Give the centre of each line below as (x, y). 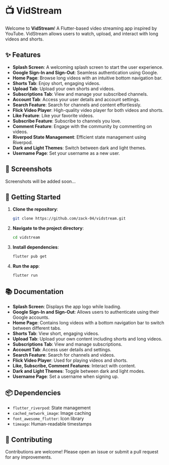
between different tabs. (37, 328)
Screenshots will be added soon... (40, 181)
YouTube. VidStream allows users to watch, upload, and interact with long (82, 33)
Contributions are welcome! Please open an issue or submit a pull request (82, 452)
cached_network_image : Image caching (52, 413)
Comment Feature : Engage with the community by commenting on (82, 126)
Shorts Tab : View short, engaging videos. (56, 333)
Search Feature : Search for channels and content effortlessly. (77, 105)
